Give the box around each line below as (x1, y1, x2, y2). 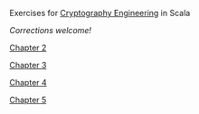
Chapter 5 (9, 94, 47, 105)
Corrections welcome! (9, 25, 92, 35)
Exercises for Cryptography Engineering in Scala (9, 8, 191, 18)
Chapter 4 (9, 77, 47, 88)
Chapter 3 (9, 60, 47, 70)
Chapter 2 (9, 42, 47, 53)
